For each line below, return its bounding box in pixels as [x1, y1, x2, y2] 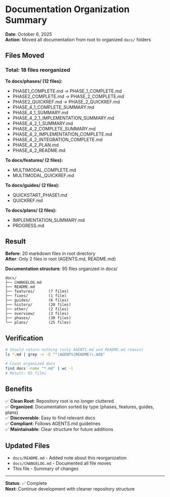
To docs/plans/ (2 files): [5, 207, 57, 213]
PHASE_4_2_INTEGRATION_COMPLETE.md [12, 136, 103, 143]
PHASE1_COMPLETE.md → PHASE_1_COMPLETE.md [12, 88, 122, 94]
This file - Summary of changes [12, 466, 79, 472]
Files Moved [5, 51, 45, 60]
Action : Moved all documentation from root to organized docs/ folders [5, 37, 151, 43]
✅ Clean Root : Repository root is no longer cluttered [5, 398, 114, 404]
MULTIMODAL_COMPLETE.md [12, 167, 76, 173]
